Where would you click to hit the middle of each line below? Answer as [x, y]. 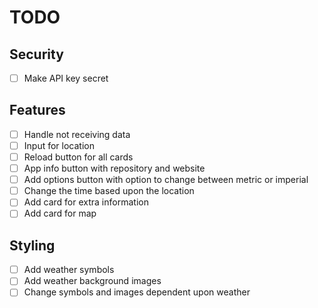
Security [36, 54]
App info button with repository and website [114, 168]
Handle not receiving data [77, 134]
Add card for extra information [86, 202]
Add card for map [60, 213]
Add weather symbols [69, 270]
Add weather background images [92, 281]
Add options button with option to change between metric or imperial [166, 180]
